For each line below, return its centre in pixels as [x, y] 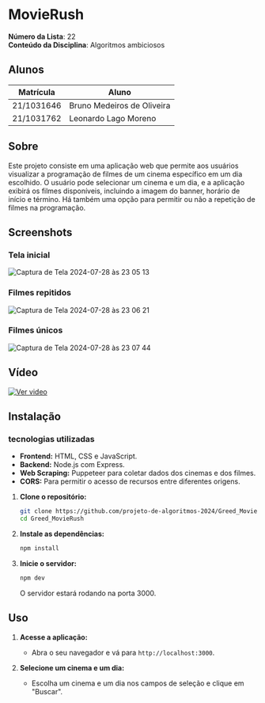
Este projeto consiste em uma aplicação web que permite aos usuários [123, 165]
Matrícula [37, 92]
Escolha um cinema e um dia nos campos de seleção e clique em [138, 683]
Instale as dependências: [62, 534]
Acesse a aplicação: [54, 637]
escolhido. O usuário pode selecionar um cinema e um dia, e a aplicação [127, 182]
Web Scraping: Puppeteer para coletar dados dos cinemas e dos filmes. [138, 473]
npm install [39, 549]
